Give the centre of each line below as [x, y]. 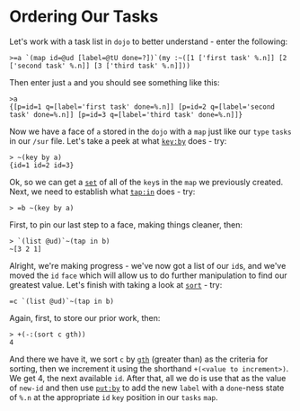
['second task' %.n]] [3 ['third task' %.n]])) [100, 66]
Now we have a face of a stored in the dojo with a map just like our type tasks [150, 131]
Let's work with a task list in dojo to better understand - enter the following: [149, 41]
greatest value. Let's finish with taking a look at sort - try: [116, 284]
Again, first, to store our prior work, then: [85, 317]
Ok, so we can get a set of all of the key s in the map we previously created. [146, 182]
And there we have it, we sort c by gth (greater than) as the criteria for [139, 359]
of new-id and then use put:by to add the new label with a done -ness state [147, 388]
